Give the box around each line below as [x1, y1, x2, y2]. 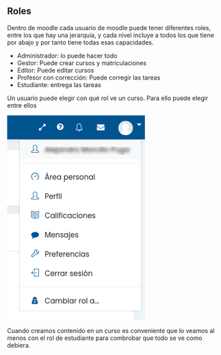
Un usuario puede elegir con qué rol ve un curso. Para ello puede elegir [7, 94, 209, 102]
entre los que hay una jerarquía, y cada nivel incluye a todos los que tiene [7, 31, 214, 39]
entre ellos [7, 101, 37, 109]
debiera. [7, 341, 31, 349]
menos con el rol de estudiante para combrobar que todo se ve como [7, 334, 203, 342]
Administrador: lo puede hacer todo [16, 51, 118, 60]
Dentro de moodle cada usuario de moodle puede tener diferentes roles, [7, 23, 211, 32]
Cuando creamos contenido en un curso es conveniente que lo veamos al [7, 326, 215, 334]
